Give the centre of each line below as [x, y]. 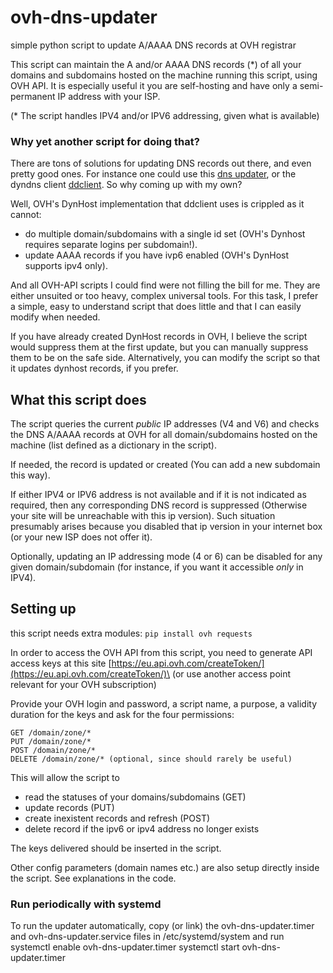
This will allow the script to [65, 777]
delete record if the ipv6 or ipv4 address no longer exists [142, 828]
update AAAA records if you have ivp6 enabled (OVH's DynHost [157, 255]
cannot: [26, 215]
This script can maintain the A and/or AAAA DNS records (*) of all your [156, 64]
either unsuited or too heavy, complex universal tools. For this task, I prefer [164, 296]
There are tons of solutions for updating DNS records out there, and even [161, 163]
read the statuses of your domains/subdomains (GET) [135, 797]
